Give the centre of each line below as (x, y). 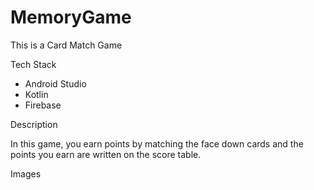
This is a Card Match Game (66, 45)
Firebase (43, 105)
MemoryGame (71, 17)
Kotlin (36, 94)
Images (26, 173)
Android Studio (55, 83)
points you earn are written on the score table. (106, 154)
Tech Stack (33, 64)
